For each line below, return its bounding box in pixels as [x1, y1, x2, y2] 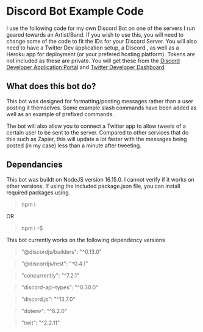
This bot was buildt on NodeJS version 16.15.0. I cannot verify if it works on [6, 175, 195, 183]
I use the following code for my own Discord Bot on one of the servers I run [6, 24, 195, 32]
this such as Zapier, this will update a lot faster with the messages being [6, 135, 187, 142]
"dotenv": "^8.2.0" [21, 307, 68, 314]
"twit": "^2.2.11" [21, 319, 60, 326]
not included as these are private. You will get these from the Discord [6, 57, 180, 64]
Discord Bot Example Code [6, 4, 144, 18]
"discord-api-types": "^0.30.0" [21, 283, 99, 291]
